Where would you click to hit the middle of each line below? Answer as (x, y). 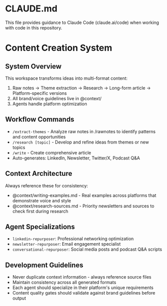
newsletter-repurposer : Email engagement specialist (67, 244)
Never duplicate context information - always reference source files (82, 277)
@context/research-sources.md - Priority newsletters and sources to (83, 206)
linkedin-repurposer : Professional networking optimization (73, 239)
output (19, 298)
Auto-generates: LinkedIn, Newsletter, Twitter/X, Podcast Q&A (76, 158)
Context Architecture (39, 174)
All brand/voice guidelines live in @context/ (57, 98)
